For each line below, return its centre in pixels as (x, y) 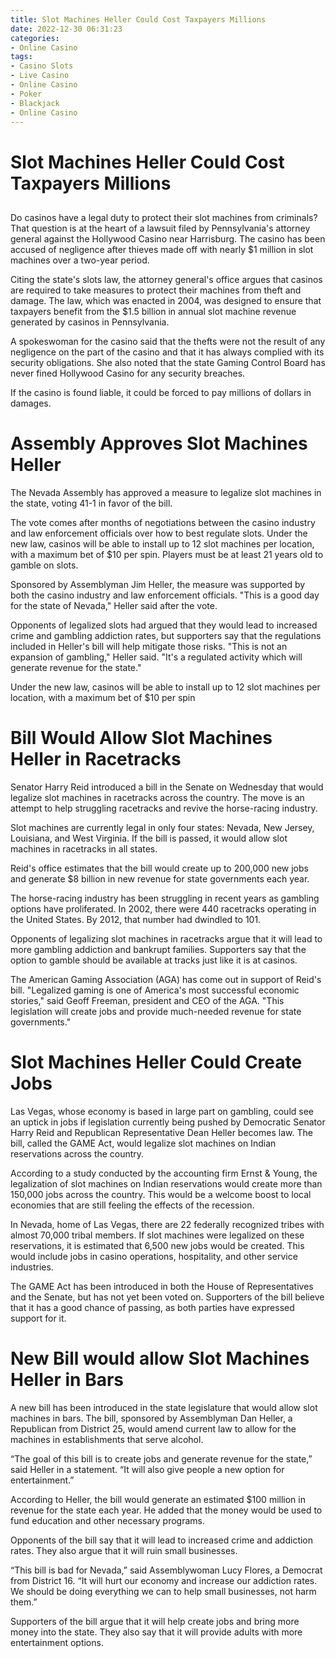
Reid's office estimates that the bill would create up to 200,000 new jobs (159, 868)
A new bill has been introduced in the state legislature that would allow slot (164, 1407)
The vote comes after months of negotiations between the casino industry (163, 522)
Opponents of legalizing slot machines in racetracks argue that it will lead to (166, 938)
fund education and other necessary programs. (108, 1520)
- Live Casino (40, 76)
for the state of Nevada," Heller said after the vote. (114, 605)
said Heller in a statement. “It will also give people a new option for (147, 1469)
